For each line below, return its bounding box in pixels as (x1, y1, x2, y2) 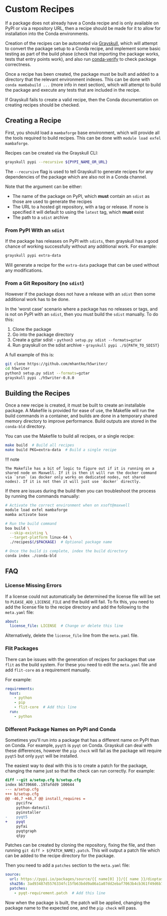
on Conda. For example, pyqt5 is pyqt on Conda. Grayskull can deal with (5, 743, 153, 749)
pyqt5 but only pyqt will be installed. (5, 753, 79, 759)
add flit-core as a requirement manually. (5, 667, 91, 673)
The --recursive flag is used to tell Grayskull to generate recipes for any (5, 168, 153, 174)
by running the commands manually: (5, 493, 80, 499)
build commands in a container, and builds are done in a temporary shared (5, 413, 158, 419)
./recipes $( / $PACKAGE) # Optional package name (9, 540, 112, 545)
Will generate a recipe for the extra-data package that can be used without (5, 262, 159, 268)
